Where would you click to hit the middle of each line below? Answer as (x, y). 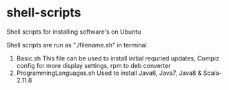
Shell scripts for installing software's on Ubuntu (74, 32)
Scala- (212, 73)
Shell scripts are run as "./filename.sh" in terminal (77, 45)
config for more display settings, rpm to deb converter (93, 65)
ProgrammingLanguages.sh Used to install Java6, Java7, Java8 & (109, 73)
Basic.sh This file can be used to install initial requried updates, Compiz (118, 58)
